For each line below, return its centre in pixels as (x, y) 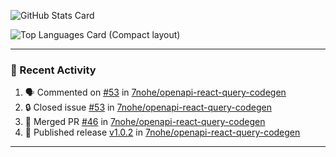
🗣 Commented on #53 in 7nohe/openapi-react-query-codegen (155, 92)
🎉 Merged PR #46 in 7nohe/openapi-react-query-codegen (145, 122)
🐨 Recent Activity (53, 70)
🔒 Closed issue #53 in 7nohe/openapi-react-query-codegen (148, 107)
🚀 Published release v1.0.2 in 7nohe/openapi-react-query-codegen (162, 132)
